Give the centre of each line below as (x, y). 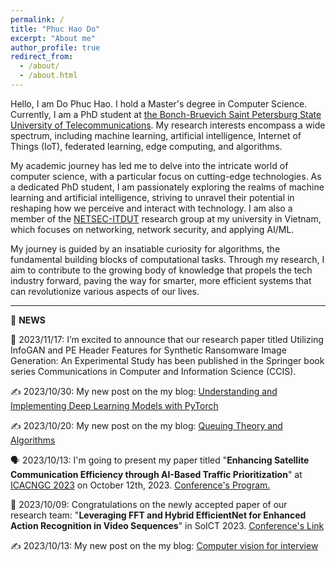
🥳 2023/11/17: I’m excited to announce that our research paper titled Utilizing (167, 339)
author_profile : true (55, 47)
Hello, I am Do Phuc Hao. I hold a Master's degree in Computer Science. (159, 103)
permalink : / (37, 19)
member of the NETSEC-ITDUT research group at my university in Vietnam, (166, 218)
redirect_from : (42, 57)
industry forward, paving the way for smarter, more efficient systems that (161, 280)
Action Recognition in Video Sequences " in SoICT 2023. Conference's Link (167, 525)
